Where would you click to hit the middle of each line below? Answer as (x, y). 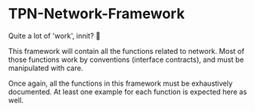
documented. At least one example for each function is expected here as (127, 91)
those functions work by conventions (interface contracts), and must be (126, 59)
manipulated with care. (46, 67)
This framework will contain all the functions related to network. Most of (126, 51)
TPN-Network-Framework (96, 14)
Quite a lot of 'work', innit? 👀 (55, 36)
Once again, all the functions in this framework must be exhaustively (121, 83)
